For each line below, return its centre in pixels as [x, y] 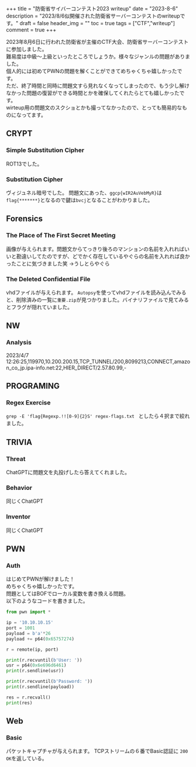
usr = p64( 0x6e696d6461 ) [36, 665]
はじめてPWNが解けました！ [40, 579]
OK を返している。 [27, 758]
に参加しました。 [27, 49]
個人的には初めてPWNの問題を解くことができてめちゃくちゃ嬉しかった [92, 71]
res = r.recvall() [28, 697]
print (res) [19, 703]
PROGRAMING [33, 386]
